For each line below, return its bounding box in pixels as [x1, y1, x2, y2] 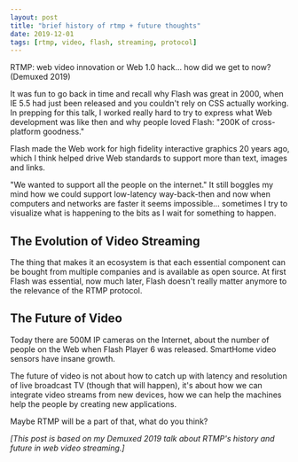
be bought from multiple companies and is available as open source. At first [10, 267, 286, 278]
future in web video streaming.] [10, 442, 125, 453]
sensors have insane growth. [10, 353, 116, 364]
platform [10, 126, 41, 137]
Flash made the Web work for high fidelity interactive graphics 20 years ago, [10, 144, 290, 154]
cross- [251, 117, 276, 128]
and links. [10, 162, 45, 173]
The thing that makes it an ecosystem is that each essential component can [10, 257, 286, 268]
